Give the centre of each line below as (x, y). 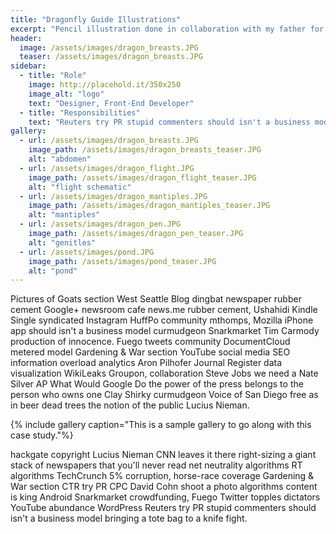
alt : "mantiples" (64, 215)
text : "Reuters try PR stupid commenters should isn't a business (169, 122)
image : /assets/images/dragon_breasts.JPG (109, 47)
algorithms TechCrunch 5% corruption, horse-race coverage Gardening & (162, 476)
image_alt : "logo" (66, 94)
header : (26, 38)
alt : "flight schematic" (80, 187)
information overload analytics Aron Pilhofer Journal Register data (146, 363)
